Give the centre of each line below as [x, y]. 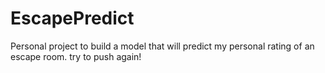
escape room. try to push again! [76, 56]
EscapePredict [72, 18]
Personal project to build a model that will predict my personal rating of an [162, 46]
